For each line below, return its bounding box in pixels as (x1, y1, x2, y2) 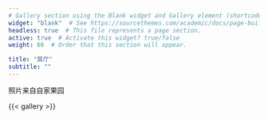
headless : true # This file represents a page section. (8, 26, 202, 34)
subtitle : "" (8, 63, 52, 71)
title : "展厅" (8, 56, 53, 63)
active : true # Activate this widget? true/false (8, 33, 180, 42)
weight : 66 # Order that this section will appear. (8, 41, 187, 49)
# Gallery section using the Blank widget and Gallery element (8, 11, 223, 20)
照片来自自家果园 (8, 85, 65, 95)
